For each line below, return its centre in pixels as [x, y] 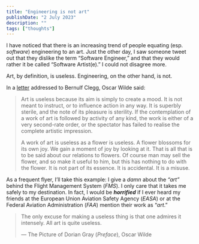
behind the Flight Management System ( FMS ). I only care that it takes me [96, 186]
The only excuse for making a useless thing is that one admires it [101, 216]
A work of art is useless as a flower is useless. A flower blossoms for [105, 143]
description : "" [26, 23]
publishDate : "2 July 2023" [41, 17]
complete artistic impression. [57, 131]
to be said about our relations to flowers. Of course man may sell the [105, 155]
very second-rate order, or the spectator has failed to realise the [100, 125]
